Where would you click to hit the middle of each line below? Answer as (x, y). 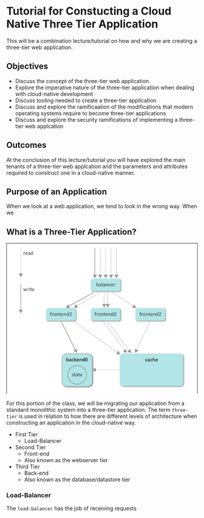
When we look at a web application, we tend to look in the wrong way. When (102, 206)
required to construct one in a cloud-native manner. (71, 173)
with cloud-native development (54, 94)
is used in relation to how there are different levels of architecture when (108, 416)
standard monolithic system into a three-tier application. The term (89, 409)
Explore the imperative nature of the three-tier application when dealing (104, 87)
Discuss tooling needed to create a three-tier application (86, 100)
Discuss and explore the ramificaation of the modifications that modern (104, 107)
